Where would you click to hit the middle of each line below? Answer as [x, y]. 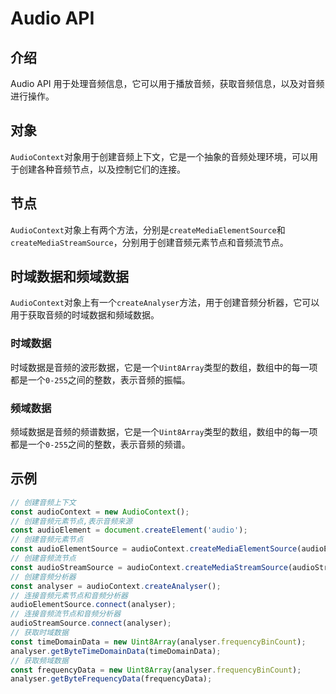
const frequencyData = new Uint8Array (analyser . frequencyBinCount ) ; [156, 670]
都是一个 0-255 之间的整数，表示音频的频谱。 [100, 444]
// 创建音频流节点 [43, 558]
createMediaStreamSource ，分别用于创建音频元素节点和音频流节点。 [149, 242]
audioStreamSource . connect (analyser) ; [91, 623]
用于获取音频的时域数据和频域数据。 [85, 315]
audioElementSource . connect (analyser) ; [93, 605]
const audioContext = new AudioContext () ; [100, 512]
